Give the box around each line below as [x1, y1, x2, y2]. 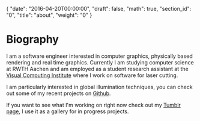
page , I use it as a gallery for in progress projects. [6, 108, 129, 115]
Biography [6, 33, 59, 46]
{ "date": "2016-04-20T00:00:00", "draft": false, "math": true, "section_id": [6, 5, 192, 12]
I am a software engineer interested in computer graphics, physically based [6, 52, 193, 60]
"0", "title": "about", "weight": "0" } [6, 11, 92, 19]
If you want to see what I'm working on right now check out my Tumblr [6, 101, 181, 108]
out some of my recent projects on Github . [6, 90, 111, 97]
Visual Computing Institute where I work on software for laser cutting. [6, 72, 178, 79]
